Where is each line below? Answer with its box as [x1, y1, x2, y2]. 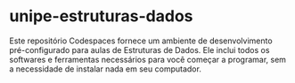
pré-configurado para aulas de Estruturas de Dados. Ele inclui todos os [9, 44, 270, 55]
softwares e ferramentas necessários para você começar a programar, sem [9, 54, 287, 64]
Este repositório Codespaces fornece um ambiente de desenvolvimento [9, 35, 274, 46]
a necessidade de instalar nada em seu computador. [9, 64, 202, 74]
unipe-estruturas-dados [9, 6, 193, 26]
